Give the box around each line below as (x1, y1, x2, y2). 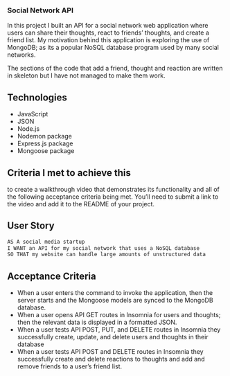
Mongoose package (17, 147, 75, 155)
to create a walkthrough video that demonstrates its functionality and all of (7, 185, 220, 193)
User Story (7, 220, 55, 232)
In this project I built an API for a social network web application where (7, 21, 209, 30)
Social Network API (7, 6, 74, 15)
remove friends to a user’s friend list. (17, 362, 123, 370)
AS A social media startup (7, 238, 85, 245)
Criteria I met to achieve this (7, 167, 132, 179)
